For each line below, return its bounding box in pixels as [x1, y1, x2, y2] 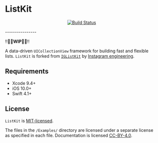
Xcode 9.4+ [12, 80, 36, 86]
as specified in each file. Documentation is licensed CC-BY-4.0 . [5, 132, 133, 138]
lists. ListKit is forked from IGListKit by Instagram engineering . [5, 53, 135, 59]
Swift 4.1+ [12, 90, 32, 96]
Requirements [5, 67, 49, 76]
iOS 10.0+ [12, 85, 32, 91]
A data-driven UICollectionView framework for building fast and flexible [5, 48, 149, 54]
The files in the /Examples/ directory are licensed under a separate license [5, 127, 154, 133]
